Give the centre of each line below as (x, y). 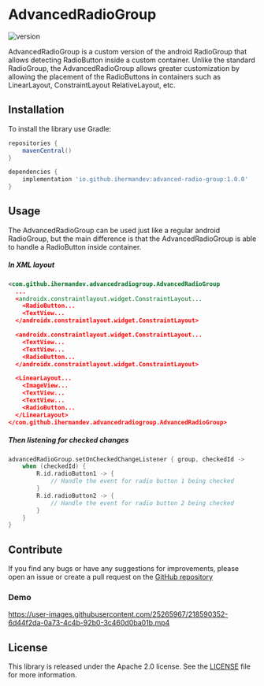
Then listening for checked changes (69, 440)
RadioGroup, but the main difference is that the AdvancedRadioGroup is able (132, 239)
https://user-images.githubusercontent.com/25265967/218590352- (118, 614)
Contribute (35, 549)
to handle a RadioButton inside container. (75, 247)
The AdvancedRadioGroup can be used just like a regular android (114, 230)
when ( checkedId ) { (54, 466)
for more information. (43, 675)
